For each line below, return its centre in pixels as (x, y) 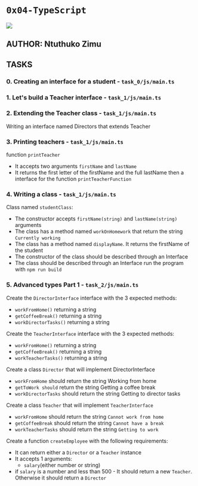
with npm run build (38, 269)
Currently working (38, 238)
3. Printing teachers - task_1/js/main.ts (65, 142)
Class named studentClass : (40, 207)
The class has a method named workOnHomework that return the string (99, 232)
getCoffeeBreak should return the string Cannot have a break (89, 423)
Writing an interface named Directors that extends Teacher (78, 126)
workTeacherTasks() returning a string (61, 358)
